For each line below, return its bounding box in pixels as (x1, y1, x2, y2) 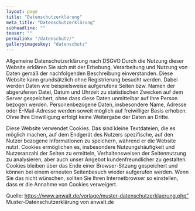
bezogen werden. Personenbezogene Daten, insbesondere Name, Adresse (6, 101, 187, 108)
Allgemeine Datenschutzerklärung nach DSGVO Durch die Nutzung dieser (6, 57, 184, 64)
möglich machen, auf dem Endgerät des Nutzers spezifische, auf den (6, 131, 174, 138)
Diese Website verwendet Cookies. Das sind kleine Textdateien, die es (6, 124, 176, 132)
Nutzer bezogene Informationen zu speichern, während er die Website (6, 137, 176, 144)
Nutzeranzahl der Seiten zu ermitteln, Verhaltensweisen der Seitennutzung (6, 149, 186, 156)
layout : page (6, 8, 38, 15)
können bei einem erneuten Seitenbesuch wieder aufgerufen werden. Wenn (6, 168, 189, 175)
